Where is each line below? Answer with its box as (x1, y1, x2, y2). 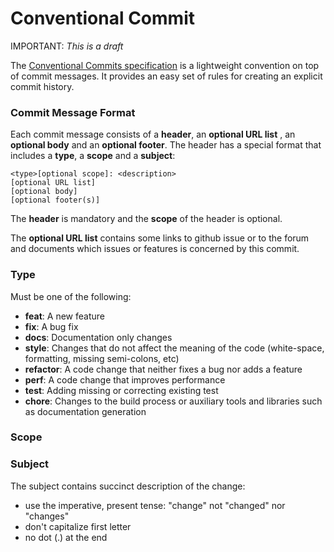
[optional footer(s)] (10, 195, 101, 206)
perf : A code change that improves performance (24, 373, 226, 386)
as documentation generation (24, 405, 147, 417)
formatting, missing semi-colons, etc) (24, 352, 180, 364)
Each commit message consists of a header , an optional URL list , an (10, 128, 296, 141)
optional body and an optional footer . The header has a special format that (10, 139, 322, 151)
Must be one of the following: (10, 290, 132, 302)
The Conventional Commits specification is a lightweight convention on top (10, 59, 320, 71)
